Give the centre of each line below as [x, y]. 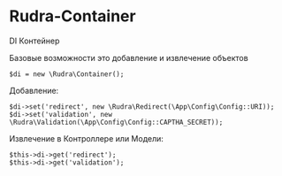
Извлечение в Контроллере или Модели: [86, 138]
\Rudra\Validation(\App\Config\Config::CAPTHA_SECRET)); [116, 122]
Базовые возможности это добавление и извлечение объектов [129, 57]
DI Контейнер [34, 41]
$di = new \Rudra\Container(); [67, 74]
